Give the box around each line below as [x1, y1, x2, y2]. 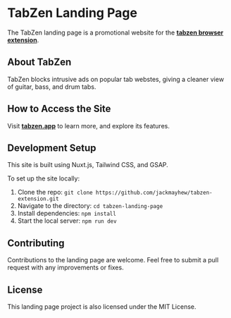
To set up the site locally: [7, 174, 80, 183]
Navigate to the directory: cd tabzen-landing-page [17, 202, 163, 210]
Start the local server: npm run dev [17, 216, 118, 225]
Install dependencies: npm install [17, 209, 116, 218]
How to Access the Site [7, 103, 111, 115]
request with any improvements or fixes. [7, 263, 125, 272]
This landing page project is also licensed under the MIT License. [7, 302, 196, 311]
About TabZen [7, 56, 72, 68]
